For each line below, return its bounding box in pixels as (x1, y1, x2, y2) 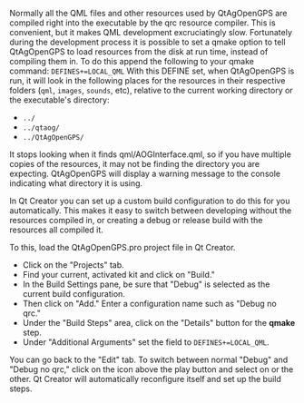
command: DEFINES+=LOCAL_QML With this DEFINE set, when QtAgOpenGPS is (9, 65, 295, 76)
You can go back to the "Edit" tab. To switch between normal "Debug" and (9, 354, 289, 365)
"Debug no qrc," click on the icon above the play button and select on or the (9, 364, 294, 375)
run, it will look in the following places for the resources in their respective (9, 75, 286, 85)
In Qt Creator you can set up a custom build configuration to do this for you (9, 195, 290, 206)
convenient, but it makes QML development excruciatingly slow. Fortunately (9, 27, 293, 37)
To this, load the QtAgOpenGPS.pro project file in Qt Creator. (9, 242, 236, 252)
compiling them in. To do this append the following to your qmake (9, 56, 254, 66)
